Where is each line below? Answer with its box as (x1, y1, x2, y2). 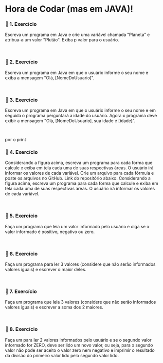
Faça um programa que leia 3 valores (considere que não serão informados (5, 299, 156, 305)
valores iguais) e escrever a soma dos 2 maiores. (5, 304, 104, 310)
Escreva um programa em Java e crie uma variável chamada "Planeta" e (5, 32, 150, 37)
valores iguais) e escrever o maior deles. (5, 266, 87, 272)
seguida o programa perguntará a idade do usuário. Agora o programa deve (5, 113, 157, 119)
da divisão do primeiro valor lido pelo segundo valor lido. (5, 352, 119, 358)
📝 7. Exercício (5, 288, 37, 295)
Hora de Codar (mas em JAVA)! (5, 3, 133, 15)
